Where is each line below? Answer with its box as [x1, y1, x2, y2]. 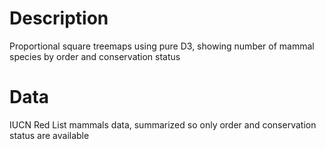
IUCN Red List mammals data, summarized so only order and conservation [9, 118, 317, 131]
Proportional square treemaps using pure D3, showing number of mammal [9, 40, 315, 52]
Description [9, 7, 109, 30]
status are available [9, 129, 90, 141]
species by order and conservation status [9, 50, 181, 62]
